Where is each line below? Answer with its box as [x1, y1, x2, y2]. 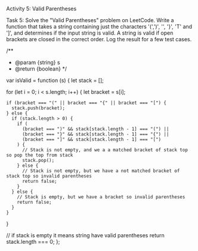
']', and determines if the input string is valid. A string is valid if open [6, 29, 174, 36]
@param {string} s [14, 59, 61, 66]
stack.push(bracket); [11, 105, 66, 111]
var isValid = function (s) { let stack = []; [6, 77, 104, 84]
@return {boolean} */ [14, 65, 67, 72]
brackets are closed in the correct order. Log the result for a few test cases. [6, 36, 192, 42]
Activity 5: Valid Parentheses [6, 5, 77, 12]
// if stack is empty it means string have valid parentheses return [6, 232, 165, 238]
